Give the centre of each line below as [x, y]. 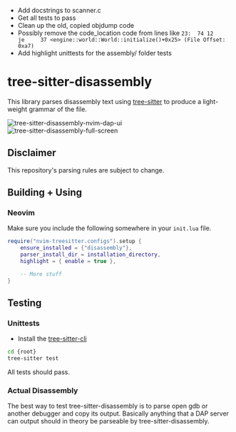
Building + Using [45, 193]
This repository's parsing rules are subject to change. [86, 170]
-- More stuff [41, 274]
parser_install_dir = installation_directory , [91, 255]
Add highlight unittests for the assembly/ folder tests [95, 53]
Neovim [21, 213]
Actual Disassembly [43, 391]
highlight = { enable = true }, [68, 262]
